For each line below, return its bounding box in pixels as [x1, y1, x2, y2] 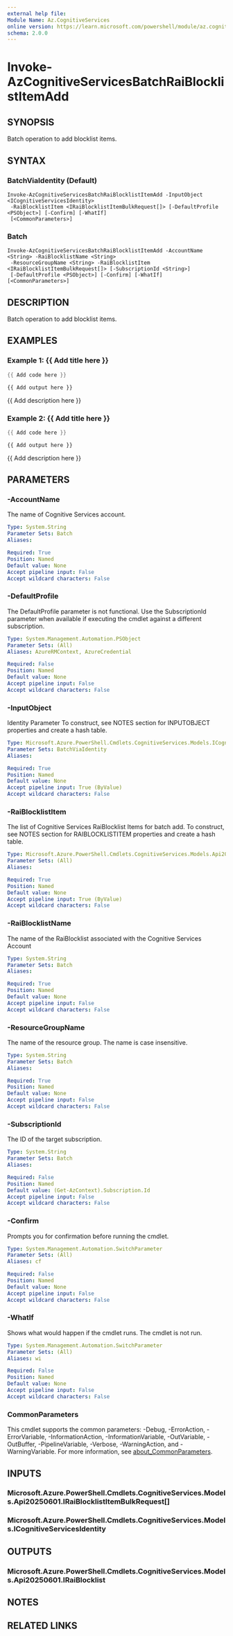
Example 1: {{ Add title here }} [7, 356, 109, 365]
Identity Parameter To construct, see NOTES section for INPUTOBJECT [7, 719, 210, 727]
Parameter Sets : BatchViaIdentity [7, 746, 107, 753]
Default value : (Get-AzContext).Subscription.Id [7, 1187, 150, 1194]
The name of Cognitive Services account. [7, 510, 126, 519]
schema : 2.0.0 [7, 29, 49, 37]
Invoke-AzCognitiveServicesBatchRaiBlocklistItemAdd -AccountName [7, 247, 203, 254]
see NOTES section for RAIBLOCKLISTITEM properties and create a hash [7, 830, 216, 839]
